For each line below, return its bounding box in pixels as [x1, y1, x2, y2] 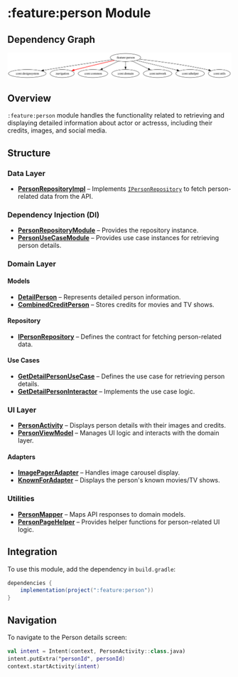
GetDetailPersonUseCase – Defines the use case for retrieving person [17, 372, 225, 381]
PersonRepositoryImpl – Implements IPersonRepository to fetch [17, 185, 207, 193]
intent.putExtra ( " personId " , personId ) [7, 655, 126, 662]
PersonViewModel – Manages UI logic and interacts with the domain [17, 429, 220, 438]
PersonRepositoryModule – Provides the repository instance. [17, 226, 199, 234]
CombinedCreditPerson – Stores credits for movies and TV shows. [17, 300, 215, 309]
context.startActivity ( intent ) [7, 663, 100, 670]
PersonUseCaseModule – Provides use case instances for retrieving [17, 234, 220, 242]
